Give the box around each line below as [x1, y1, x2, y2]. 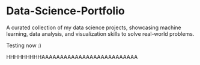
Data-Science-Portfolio [6, 4, 125, 18]
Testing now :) [6, 42, 42, 49]
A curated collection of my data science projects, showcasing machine [6, 24, 181, 31]
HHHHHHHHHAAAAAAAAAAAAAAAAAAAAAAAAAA [6, 53, 138, 60]
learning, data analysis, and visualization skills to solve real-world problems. [6, 30, 195, 37]
